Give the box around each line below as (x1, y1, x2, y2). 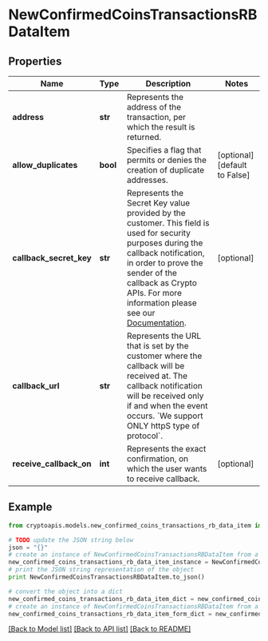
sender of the (126, 268, 178, 278)
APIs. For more (126, 288, 182, 298)
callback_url (12, 380, 60, 391)
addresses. (126, 174, 169, 185)
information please (126, 297, 197, 309)
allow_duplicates (12, 160, 78, 170)
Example (8, 500, 53, 514)
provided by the (126, 208, 186, 218)
